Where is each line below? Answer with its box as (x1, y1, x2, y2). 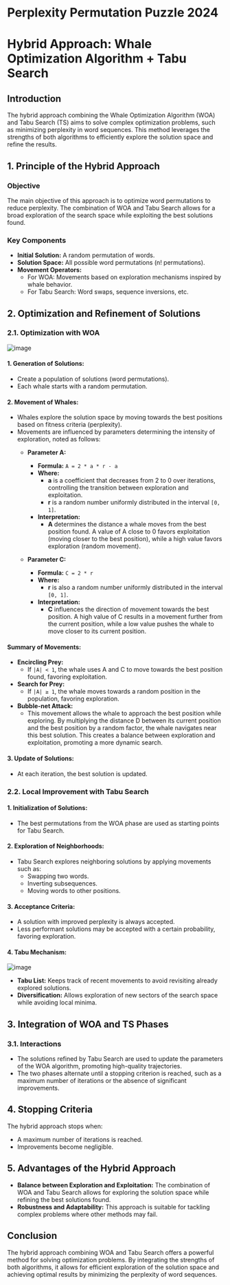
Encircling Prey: (16, 658, 64, 666)
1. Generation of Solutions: (7, 360, 84, 368)
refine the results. (7, 140, 57, 149)
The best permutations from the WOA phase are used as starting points (16, 819, 220, 827)
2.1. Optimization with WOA (7, 328, 100, 338)
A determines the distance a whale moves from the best (47, 520, 207, 529)
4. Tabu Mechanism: (7, 947, 67, 956)
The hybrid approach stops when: (7, 1122, 103, 1130)
